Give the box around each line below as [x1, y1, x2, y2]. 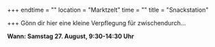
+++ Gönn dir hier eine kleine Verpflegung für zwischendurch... [7, 19, 186, 27]
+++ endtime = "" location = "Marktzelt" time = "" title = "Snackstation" [7, 6, 209, 14]
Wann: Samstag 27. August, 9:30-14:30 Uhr [7, 32, 135, 40]
